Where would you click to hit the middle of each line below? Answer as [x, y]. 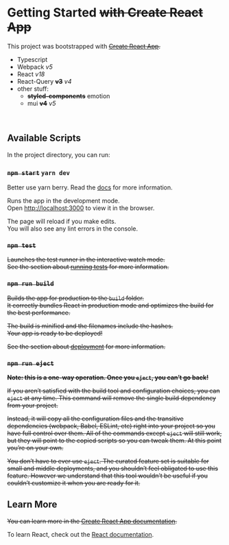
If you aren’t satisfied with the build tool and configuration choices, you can [114, 391]
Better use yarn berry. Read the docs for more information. [90, 187]
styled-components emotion [69, 96]
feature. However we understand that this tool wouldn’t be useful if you [107, 476]
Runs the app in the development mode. [63, 201]
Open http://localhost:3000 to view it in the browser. [81, 208]
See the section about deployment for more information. [86, 346]
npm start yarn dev [39, 173]
